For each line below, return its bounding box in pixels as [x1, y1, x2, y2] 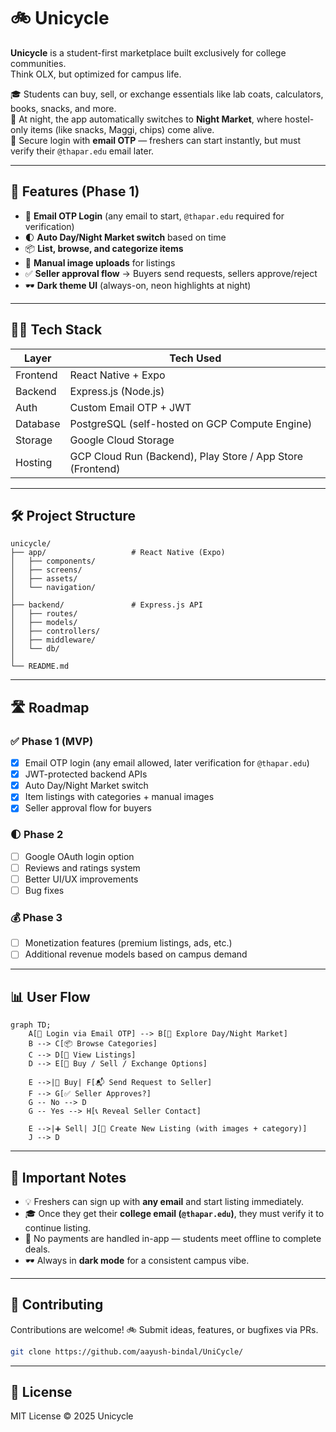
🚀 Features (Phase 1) [10, 183, 140, 200]
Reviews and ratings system [24, 861, 141, 874]
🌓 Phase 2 [10, 828, 64, 842]
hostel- [284, 113, 315, 125]
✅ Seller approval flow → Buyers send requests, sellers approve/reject [24, 267, 318, 279]
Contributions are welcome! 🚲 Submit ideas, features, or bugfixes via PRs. [10, 1323, 319, 1335]
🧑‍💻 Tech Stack [10, 321, 103, 339]
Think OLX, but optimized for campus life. [10, 68, 182, 80]
